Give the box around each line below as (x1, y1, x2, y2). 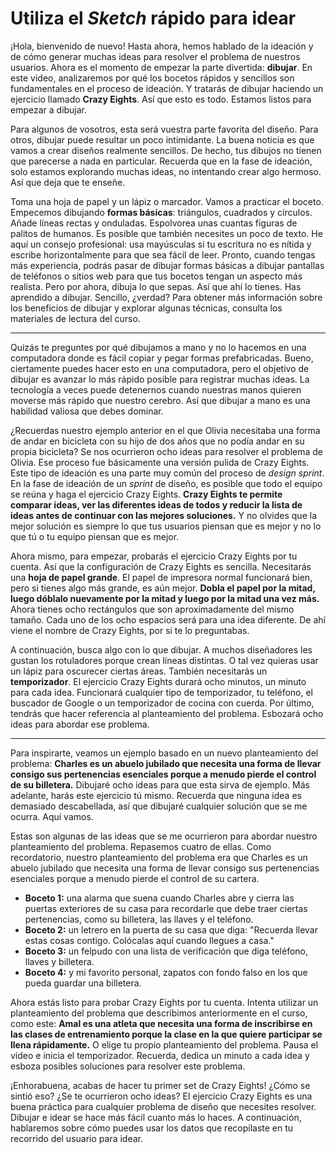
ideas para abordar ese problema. (10, 718, 150, 730)
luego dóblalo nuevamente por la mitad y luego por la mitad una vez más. (10, 592, 320, 604)
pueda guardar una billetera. (24, 977, 142, 989)
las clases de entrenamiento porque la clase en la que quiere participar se (10, 1028, 323, 1040)
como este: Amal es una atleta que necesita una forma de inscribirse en (10, 1017, 313, 1029)
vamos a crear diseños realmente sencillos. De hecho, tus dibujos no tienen (10, 144, 322, 156)
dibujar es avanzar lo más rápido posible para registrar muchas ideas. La (10, 373, 310, 385)
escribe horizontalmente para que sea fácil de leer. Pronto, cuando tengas (10, 248, 316, 261)
